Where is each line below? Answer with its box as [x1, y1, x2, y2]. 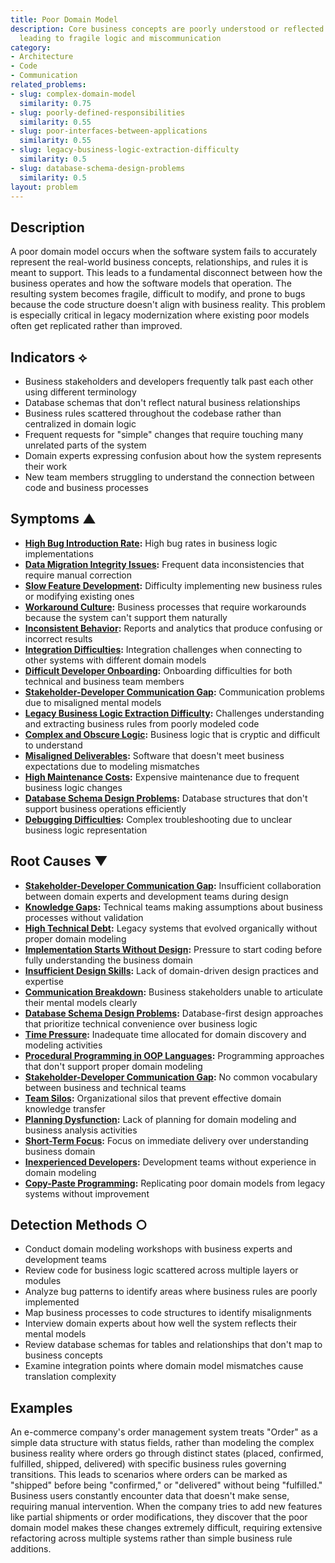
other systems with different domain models [24, 654, 207, 666]
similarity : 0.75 [19, 98, 92, 108]
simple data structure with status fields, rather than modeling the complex [10, 1437, 315, 1449]
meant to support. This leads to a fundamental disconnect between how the [10, 267, 323, 279]
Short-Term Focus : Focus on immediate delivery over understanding [24, 1134, 309, 1146]
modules [24, 1275, 62, 1287]
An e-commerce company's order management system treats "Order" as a [10, 1426, 318, 1438]
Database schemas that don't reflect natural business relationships [24, 397, 301, 408]
